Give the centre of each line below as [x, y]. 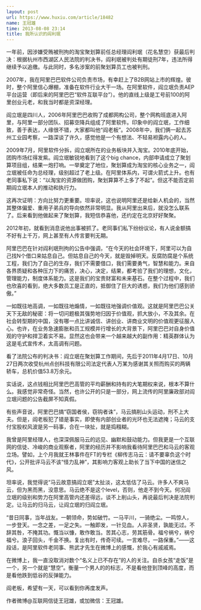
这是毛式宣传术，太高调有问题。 [45, 344]
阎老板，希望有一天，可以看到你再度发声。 [59, 588]
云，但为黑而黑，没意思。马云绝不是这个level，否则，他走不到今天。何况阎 [98, 490]
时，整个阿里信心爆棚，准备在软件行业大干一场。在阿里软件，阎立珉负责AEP [100, 87]
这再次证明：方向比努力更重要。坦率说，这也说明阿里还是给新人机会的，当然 [100, 200]
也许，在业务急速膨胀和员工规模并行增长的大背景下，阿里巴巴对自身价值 [106, 329]
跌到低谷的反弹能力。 [48, 575]
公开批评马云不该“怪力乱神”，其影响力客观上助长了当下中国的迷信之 [103, 462]
